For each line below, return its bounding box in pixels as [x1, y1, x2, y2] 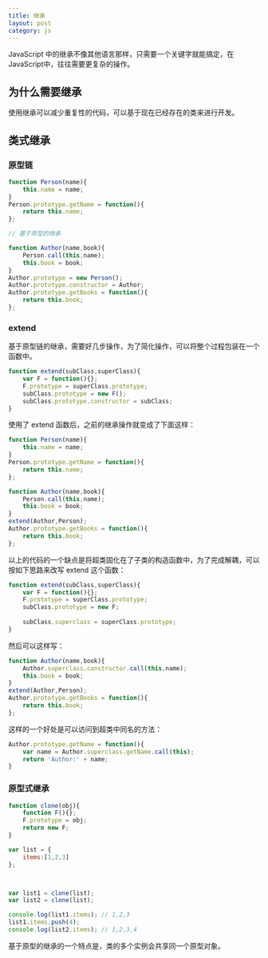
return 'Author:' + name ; [22, 755, 109, 763]
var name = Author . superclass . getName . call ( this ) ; [22, 748, 195, 756]
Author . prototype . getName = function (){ [8, 740, 145, 748]
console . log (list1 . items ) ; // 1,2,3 [8, 911, 130, 919]
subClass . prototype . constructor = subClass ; [22, 397, 173, 405]
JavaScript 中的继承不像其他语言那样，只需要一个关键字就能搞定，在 [8, 50, 235, 59]
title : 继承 [8, 11, 45, 20]
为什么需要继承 [8, 85, 82, 98]
